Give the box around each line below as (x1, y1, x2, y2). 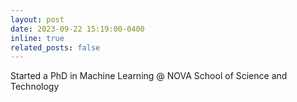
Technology (10, 81, 60, 93)
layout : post (10, 14, 65, 25)
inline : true (10, 33, 65, 43)
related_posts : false (10, 42, 101, 53)
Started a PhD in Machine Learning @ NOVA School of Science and (10, 70, 288, 82)
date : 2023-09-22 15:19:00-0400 (10, 24, 145, 34)
